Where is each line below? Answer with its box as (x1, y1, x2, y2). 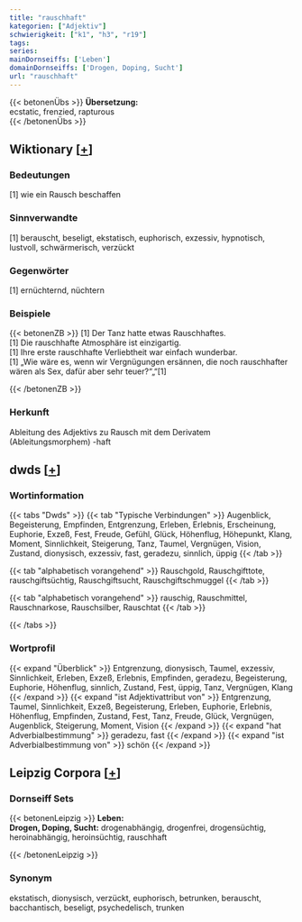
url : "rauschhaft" (9, 72, 78, 81)
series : (9, 47, 39, 56)
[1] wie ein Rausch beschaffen (9, 189, 122, 200)
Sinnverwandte (9, 212, 78, 224)
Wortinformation (9, 488, 84, 501)
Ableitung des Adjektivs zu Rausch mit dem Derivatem (9, 426, 211, 437)
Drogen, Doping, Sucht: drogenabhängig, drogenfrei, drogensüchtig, (9, 822, 267, 834)
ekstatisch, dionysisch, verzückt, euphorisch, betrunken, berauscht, (9, 892, 261, 903)
